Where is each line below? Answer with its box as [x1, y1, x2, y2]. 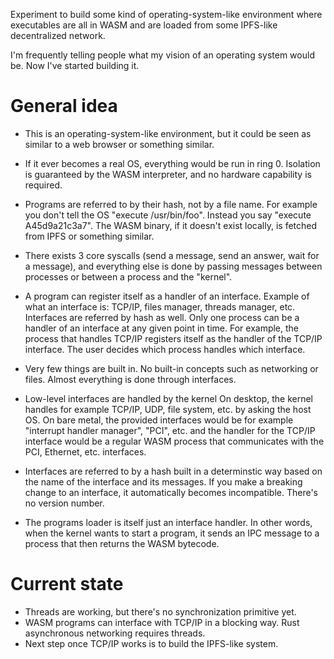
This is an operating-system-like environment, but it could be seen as [24, 127, 312, 139]
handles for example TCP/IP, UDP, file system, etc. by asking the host [24, 403, 312, 415]
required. [24, 179, 63, 191]
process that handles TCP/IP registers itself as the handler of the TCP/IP [24, 332, 323, 344]
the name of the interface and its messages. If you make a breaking [24, 475, 303, 488]
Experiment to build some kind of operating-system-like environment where [10, 9, 323, 20]
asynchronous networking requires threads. [24, 627, 206, 639]
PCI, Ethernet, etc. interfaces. [24, 445, 147, 458]
